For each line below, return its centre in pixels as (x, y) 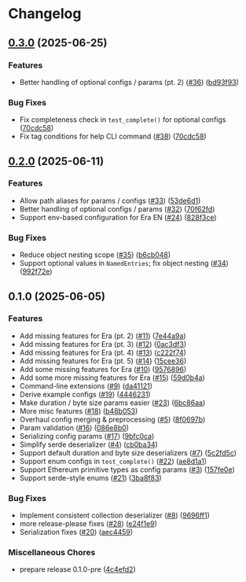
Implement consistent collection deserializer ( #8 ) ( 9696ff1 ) (115, 515)
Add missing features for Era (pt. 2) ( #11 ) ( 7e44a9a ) (103, 336)
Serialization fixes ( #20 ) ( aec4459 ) (76, 532)
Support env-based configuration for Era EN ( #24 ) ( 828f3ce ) (118, 217)
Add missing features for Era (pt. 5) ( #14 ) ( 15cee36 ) (103, 361)
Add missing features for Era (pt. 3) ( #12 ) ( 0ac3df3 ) (103, 344)
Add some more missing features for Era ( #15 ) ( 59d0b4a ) (112, 378)
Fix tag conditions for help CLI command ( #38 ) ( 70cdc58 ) (113, 136)
